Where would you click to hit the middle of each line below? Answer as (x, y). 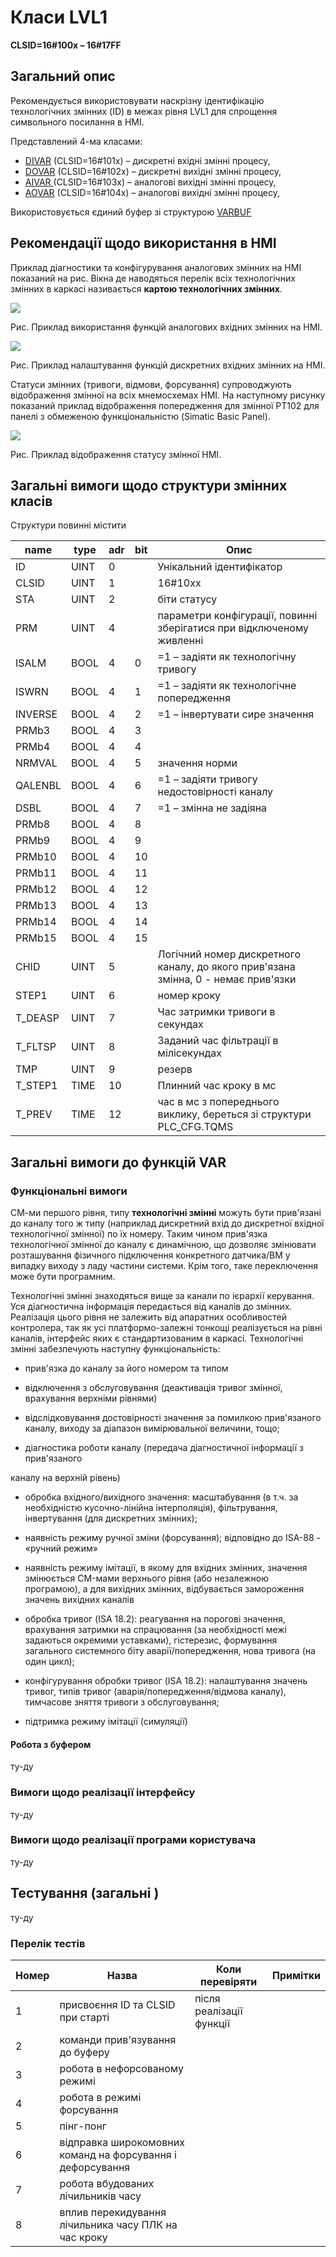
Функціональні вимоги (69, 1191)
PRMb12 (36, 889)
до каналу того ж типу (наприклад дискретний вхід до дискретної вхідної (167, 1223)
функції (212, 2023)
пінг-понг (83, 2126)
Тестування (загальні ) (85, 1893)
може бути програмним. (63, 1277)
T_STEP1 (36, 1086)
